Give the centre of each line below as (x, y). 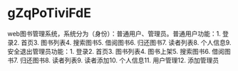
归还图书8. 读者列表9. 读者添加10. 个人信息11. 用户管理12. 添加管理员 (120, 60)
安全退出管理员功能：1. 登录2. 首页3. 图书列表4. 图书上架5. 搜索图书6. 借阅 (116, 51)
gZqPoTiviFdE (49, 13)
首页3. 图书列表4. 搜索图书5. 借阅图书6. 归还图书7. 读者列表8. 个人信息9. (126, 42)
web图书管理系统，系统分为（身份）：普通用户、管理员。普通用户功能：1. (114, 33)
